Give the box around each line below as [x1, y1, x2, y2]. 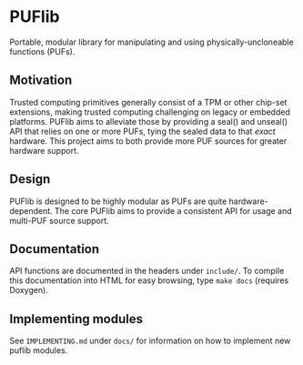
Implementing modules [9, 311, 144, 327]
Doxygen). [9, 285, 48, 296]
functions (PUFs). [9, 46, 76, 56]
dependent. [9, 205, 53, 216]
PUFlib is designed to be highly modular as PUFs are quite [9, 196, 227, 207]
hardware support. [9, 145, 79, 156]
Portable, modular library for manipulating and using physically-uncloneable [9, 36, 294, 47]
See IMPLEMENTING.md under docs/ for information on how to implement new [9, 335, 291, 347]
